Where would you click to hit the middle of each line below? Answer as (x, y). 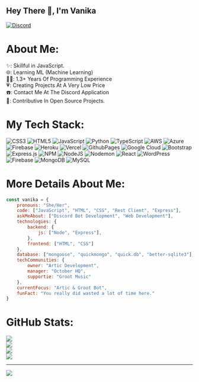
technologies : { (37, 222)
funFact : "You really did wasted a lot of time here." (86, 293)
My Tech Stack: (45, 124)
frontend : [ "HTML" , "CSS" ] (61, 243)
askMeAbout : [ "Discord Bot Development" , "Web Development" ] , (95, 216)
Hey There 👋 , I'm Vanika (51, 11)
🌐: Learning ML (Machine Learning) (50, 72)
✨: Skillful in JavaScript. (35, 65)
